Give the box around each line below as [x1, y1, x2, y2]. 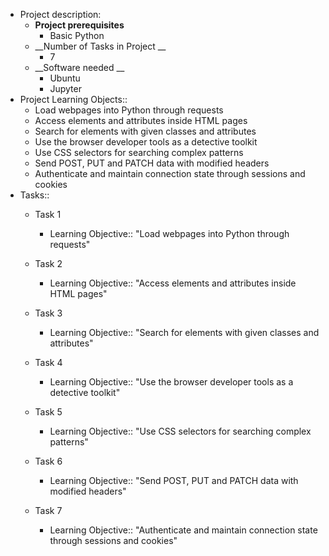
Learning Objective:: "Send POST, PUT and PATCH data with [49, 475, 299, 486]
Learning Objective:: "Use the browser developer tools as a [49, 376, 294, 388]
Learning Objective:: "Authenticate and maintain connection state [49, 524, 318, 536]
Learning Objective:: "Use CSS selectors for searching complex [49, 425, 312, 437]
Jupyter [49, 83, 82, 94]
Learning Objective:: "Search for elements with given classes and [49, 327, 320, 338]
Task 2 [34, 258, 63, 269]
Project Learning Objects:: [19, 94, 128, 105]
